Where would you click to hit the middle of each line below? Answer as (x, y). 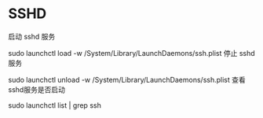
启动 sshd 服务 (32, 36)
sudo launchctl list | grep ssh (55, 105)
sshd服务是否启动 (37, 89)
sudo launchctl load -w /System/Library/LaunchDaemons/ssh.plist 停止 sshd (131, 53)
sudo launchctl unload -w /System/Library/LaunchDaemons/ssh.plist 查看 (127, 79)
